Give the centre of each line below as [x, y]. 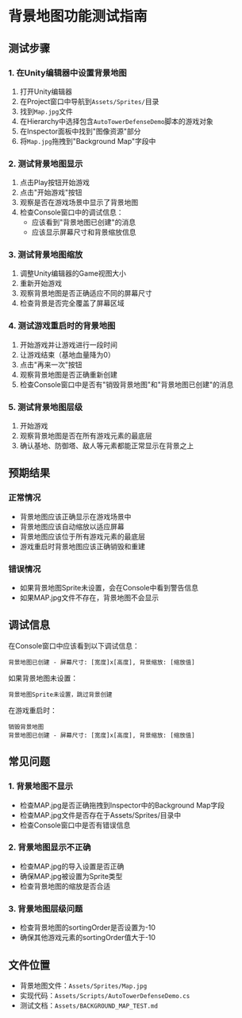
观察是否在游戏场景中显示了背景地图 [79, 203]
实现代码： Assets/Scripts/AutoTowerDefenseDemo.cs [105, 995]
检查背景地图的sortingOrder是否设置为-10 [88, 927]
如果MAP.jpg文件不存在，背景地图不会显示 [89, 598]
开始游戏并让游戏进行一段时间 [68, 344]
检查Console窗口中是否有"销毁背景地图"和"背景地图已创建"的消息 [127, 384]
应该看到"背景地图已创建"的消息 [84, 223]
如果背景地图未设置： [43, 678]
